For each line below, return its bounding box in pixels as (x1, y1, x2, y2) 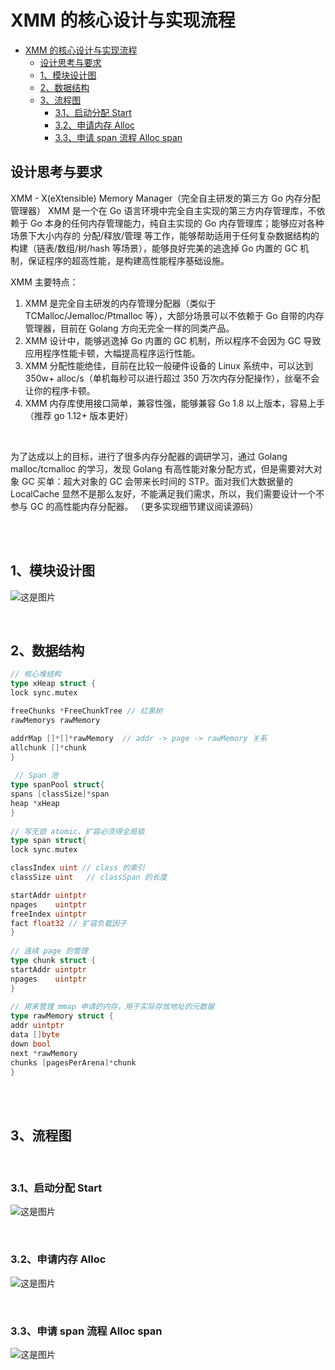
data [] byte (10, 1030, 60, 1040)
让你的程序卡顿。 (24, 384, 96, 396)
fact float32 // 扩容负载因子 (10, 918, 127, 928)
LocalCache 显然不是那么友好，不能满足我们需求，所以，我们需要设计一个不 (10, 487, 325, 500)
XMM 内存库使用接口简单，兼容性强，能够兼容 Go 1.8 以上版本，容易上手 (24, 397, 326, 409)
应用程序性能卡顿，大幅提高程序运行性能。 (24, 347, 201, 359)
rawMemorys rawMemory (10, 715, 101, 725)
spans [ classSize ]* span (10, 789, 110, 799)
